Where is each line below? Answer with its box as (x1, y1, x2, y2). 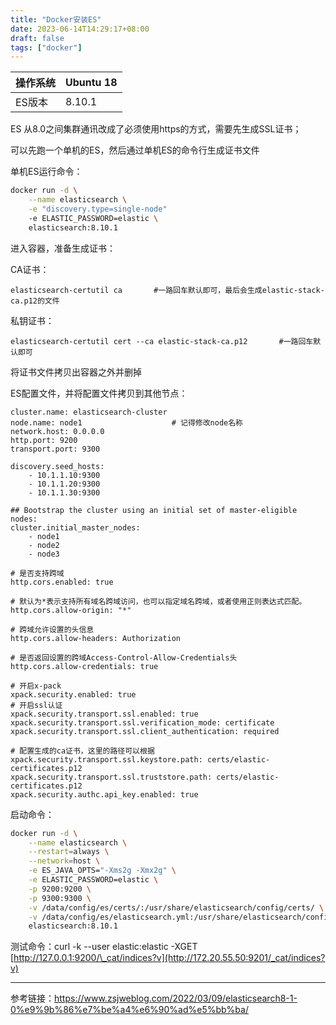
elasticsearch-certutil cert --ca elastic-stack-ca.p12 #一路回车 (10, 336, 314, 346)
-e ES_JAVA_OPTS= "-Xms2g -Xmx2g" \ (28, 866, 177, 876)
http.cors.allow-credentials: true (10, 661, 159, 671)
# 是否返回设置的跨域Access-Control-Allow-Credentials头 (10, 652, 238, 663)
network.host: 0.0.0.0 (10, 426, 105, 436)
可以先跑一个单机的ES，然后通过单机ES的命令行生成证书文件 (10, 144, 260, 156)
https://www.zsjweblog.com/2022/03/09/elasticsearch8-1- (54, 992, 298, 1005)
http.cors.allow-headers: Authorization (10, 633, 182, 643)
